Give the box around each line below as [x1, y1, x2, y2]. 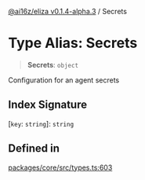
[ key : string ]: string [8, 119, 74, 128]
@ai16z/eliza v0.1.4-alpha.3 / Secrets [8, 7, 128, 16]
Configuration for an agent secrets [8, 75, 120, 85]
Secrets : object [27, 60, 79, 69]
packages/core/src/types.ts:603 [8, 163, 113, 172]
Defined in [8, 141, 60, 156]
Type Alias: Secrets [8, 35, 138, 52]
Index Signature [8, 98, 88, 112]
